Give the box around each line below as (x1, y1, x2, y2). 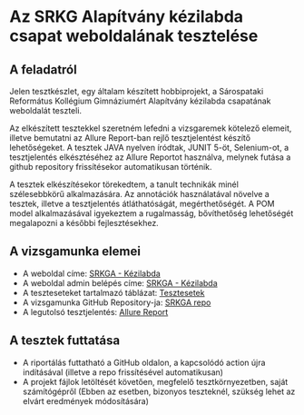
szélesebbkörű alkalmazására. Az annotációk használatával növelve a (9, 189, 270, 199)
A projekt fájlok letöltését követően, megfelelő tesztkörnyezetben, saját (22, 376, 289, 387)
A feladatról (9, 62, 77, 77)
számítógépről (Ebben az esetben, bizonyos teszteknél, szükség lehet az (22, 386, 296, 397)
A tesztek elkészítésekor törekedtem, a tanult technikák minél (9, 179, 239, 190)
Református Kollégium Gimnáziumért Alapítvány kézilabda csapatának (9, 95, 271, 106)
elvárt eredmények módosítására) (22, 395, 150, 406)
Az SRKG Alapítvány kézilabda (9, 6, 243, 27)
